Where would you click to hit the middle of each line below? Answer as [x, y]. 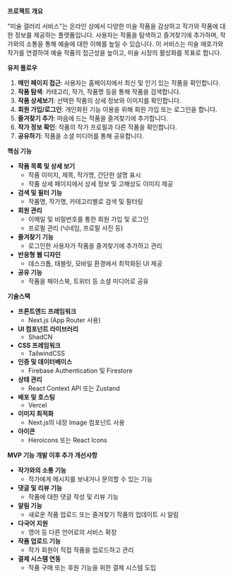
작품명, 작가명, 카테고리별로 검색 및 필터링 [85, 202]
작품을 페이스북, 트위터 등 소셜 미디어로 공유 [88, 281]
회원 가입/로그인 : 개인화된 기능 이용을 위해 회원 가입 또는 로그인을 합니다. [117, 109]
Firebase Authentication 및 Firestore [80, 370]
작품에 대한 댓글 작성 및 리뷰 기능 [73, 497]
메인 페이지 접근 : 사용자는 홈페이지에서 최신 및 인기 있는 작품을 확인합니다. [119, 83]
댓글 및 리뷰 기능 [40, 488]
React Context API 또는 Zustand [74, 388]
